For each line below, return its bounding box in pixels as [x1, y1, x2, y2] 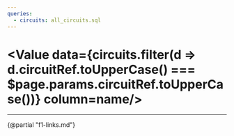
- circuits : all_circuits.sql [13, 17, 101, 24]
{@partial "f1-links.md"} [7, 121, 76, 129]
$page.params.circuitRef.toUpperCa [7, 76, 224, 92]
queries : [7, 10, 33, 17]
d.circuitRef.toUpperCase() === [7, 61, 196, 77]
